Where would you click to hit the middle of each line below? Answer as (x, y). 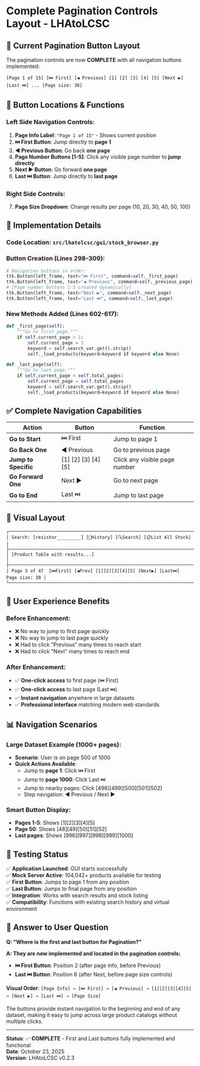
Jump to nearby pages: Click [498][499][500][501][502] (93, 788)
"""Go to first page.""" (48, 332)
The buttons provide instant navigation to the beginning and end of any (93, 1008)
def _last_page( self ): (34, 365)
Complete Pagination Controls (82, 11)
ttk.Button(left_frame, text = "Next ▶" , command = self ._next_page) (89, 293)
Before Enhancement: (38, 618)
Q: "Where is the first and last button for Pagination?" (74, 942)
